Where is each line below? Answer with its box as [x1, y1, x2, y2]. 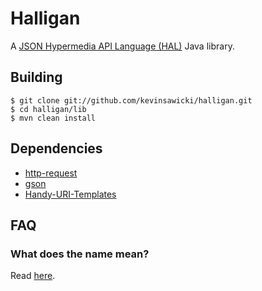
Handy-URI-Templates [24, 188, 117, 200]
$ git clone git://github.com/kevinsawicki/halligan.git [10, 95, 253, 106]
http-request [24, 167, 78, 179]
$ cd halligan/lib [10, 104, 87, 114]
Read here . [10, 270, 56, 282]
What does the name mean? [10, 247, 150, 261]
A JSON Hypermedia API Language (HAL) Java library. [10, 40, 235, 52]
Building [10, 69, 63, 86]
